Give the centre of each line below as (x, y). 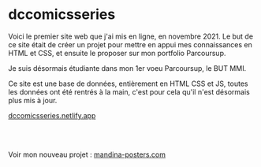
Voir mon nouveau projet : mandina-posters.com (87, 154)
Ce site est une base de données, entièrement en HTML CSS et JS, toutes (128, 83)
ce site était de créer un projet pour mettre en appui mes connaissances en (130, 44)
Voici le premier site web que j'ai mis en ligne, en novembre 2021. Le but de (131, 36)
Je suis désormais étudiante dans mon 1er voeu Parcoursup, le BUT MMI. (127, 68)
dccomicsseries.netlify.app (52, 115)
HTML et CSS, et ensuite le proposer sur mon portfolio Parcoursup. (117, 53)
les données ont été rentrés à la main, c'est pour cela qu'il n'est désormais (129, 91)
